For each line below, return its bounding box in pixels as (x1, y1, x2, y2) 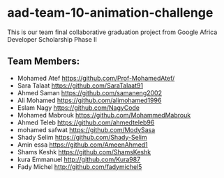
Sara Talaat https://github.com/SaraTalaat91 (17, 81, 144, 90)
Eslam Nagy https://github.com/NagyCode (17, 103, 140, 112)
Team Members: (7, 56, 80, 67)
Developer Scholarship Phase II (7, 35, 98, 43)
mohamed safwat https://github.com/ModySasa (17, 125, 156, 133)
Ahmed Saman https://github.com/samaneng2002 (17, 88, 163, 97)
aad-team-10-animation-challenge (7, 5, 214, 21)
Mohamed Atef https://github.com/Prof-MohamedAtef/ (17, 74, 175, 82)
